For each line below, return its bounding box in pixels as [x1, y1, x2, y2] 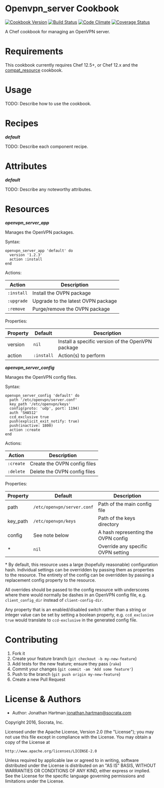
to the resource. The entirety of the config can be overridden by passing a [5, 572, 155, 578]
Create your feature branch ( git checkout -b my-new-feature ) [12, 655, 137, 662]
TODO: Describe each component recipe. [5, 143, 88, 149]
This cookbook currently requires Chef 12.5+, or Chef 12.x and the [5, 62, 138, 68]
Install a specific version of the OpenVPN [58, 338, 152, 345]
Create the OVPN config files [30, 460, 96, 467]
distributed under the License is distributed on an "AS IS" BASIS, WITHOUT [5, 763, 156, 768]
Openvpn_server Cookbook [5, 3, 119, 14]
